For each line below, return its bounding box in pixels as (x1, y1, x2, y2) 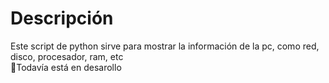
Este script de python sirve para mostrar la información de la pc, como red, (10, 40, 320, 52)
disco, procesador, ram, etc (10, 50, 124, 62)
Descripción (10, 7, 114, 30)
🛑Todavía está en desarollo (10, 61, 122, 73)
